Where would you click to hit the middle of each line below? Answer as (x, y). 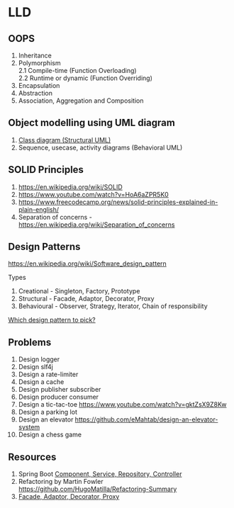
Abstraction (35, 93)
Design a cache (41, 382)
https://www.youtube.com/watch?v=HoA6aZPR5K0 (93, 194)
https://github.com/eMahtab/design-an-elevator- (146, 419)
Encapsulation (39, 85)
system (29, 427)
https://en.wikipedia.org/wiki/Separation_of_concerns (96, 225)
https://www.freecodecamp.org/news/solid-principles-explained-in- (118, 202)
